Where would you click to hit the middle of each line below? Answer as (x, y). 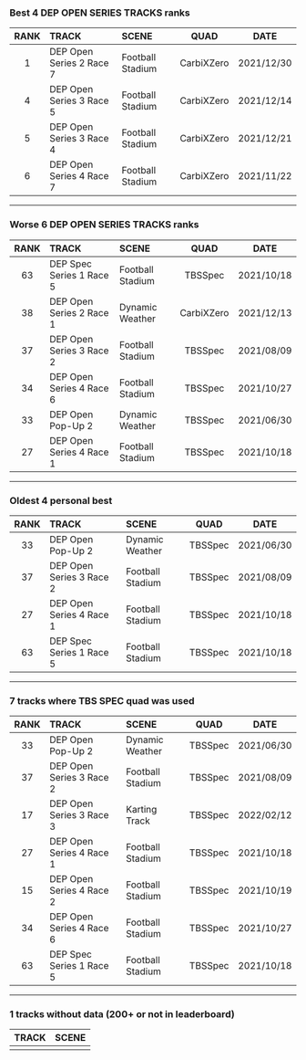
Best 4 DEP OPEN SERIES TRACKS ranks (100, 13)
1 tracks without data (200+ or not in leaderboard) (122, 1014)
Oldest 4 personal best (61, 500)
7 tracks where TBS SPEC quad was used (102, 700)
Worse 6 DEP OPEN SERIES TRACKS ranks (104, 225)
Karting (142, 810)
